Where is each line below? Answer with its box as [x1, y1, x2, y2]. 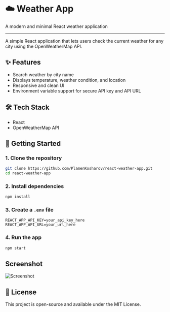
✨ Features [5, 58, 41, 67]
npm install [5, 194, 30, 200]
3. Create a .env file [5, 206, 54, 213]
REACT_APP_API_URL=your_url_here [5, 222, 76, 228]
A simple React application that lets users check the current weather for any [5, 38, 164, 44]
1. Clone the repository [5, 154, 62, 162]
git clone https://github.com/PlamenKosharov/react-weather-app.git [5, 166, 153, 171]
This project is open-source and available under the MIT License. [5, 301, 141, 307]
